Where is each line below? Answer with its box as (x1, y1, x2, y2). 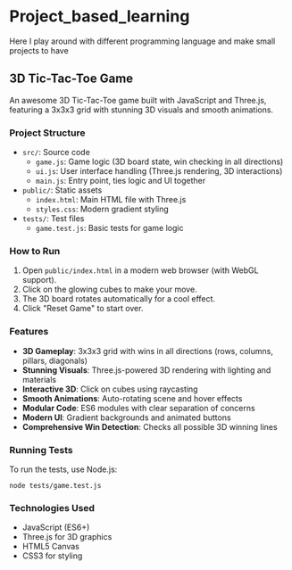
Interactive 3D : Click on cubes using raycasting (21, 384, 198, 394)
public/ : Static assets (21, 185, 103, 195)
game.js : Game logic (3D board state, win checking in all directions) (35, 156, 284, 167)
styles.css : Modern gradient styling (35, 203, 170, 215)
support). (21, 275, 57, 285)
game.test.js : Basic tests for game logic (35, 223, 184, 234)
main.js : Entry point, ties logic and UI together (35, 176, 206, 186)
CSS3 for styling (21, 550, 83, 561)
